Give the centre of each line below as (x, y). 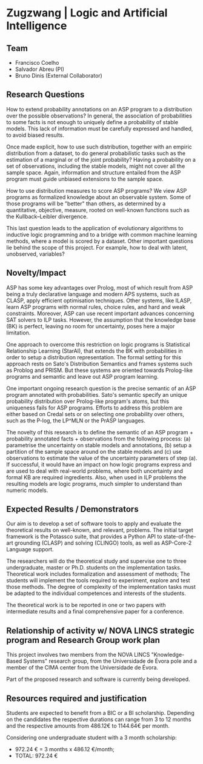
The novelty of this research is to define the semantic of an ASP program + (100, 432)
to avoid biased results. (35, 135)
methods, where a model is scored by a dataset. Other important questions (100, 241)
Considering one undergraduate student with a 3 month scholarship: (92, 738)
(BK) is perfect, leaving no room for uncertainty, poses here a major (91, 326)
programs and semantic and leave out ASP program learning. (82, 376)
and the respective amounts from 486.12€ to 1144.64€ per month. (88, 726)
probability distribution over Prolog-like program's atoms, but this (88, 401)
